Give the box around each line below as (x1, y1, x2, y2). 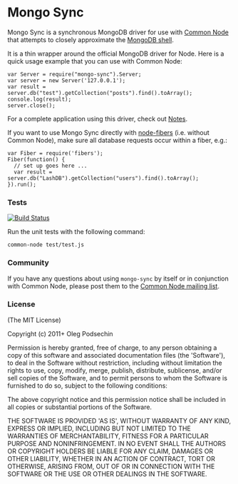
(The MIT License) (7, 316, 62, 324)
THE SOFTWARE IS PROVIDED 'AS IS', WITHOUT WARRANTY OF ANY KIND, (7, 416, 232, 425)
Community (7, 258, 49, 268)
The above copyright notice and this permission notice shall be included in (7, 395, 226, 403)
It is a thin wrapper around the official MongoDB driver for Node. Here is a (7, 49, 224, 58)
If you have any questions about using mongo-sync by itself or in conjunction (7, 274, 229, 283)
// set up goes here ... (14, 162, 88, 169)
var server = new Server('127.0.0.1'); (7, 76, 126, 84)
